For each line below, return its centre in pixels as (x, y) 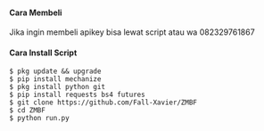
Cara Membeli (36, 12)
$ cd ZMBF (28, 111)
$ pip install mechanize (55, 79)
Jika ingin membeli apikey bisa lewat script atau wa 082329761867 (132, 32)
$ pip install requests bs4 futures (77, 95)
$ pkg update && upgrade (55, 71)
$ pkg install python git (57, 87)
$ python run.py (39, 119)
